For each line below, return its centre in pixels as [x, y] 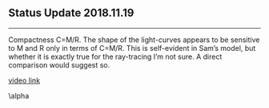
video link [24, 80]
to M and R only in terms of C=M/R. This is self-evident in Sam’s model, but [132, 48]
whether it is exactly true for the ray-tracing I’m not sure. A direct [115, 56]
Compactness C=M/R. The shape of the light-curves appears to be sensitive [134, 40]
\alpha [19, 95]
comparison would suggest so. [59, 65]
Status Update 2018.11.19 [71, 13]
